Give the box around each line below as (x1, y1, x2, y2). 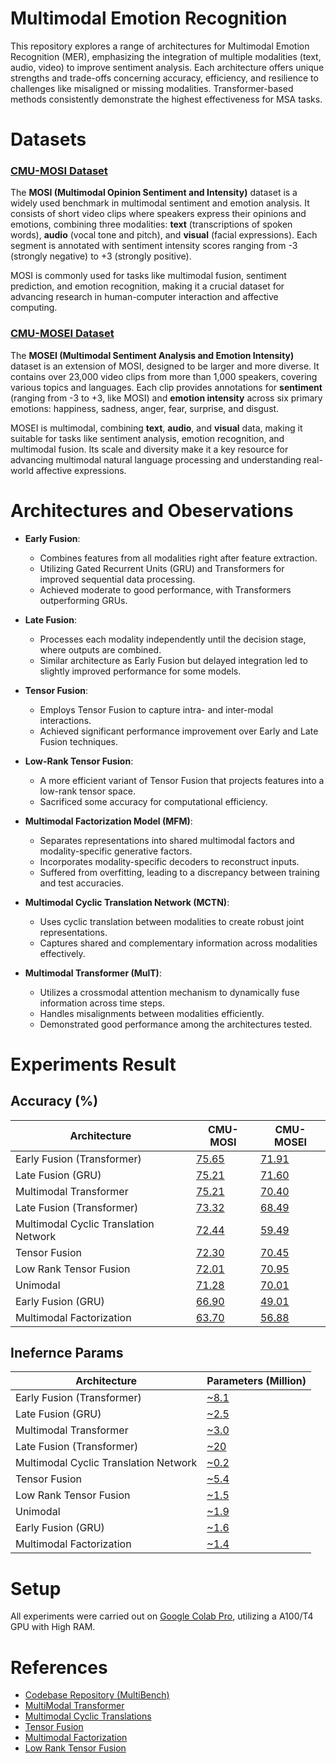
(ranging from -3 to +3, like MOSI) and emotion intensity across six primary (10, 392, 323, 404)
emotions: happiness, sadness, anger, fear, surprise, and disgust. (10, 402, 280, 414)
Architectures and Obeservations (10, 499, 294, 522)
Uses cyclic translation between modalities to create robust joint (39, 915, 305, 927)
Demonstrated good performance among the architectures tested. (39, 1018, 313, 1030)
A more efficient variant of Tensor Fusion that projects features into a (39, 774, 325, 786)
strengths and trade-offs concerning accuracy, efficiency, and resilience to (10, 72, 319, 84)
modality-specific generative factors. (39, 845, 193, 857)
